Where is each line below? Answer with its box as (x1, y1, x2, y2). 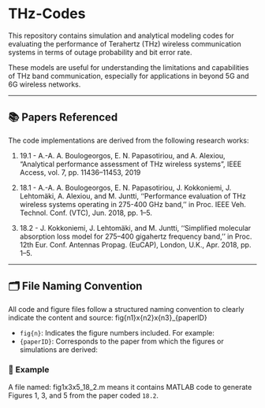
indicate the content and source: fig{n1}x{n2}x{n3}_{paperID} (8, 313, 207, 322)
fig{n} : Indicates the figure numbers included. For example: (19, 328, 215, 337)
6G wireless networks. (8, 80, 81, 89)
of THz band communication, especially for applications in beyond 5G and (8, 71, 249, 80)
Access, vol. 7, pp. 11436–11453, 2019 (19, 167, 141, 177)
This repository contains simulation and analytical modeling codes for (8, 31, 234, 40)
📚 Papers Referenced (8, 111, 118, 124)
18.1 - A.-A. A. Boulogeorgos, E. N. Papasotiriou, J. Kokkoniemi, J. (19, 183, 232, 192)
